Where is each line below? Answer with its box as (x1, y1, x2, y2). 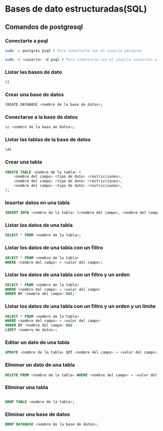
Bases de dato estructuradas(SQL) (5, 3, 147, 15)
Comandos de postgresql (5, 23, 83, 31)
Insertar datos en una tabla (5, 199, 70, 206)
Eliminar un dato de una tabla (5, 362, 75, 368)
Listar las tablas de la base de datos (5, 136, 91, 143)
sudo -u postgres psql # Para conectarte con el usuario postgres (5, 48, 142, 53)
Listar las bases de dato (5, 69, 62, 75)
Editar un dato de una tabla (5, 339, 70, 346)
